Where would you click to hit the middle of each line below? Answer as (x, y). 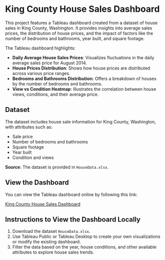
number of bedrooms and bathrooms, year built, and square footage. (75, 38)
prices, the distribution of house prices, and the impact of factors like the (79, 33)
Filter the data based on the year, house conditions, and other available (84, 247)
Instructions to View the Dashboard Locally (73, 219)
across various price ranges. (41, 73)
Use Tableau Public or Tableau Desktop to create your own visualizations (86, 237)
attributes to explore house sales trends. (53, 252)
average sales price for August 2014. (49, 63)
